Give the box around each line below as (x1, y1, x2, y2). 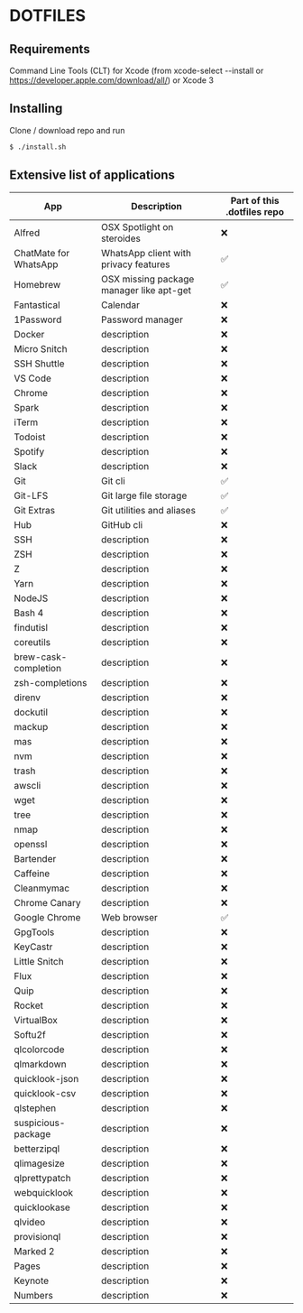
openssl (14, 837, 48, 850)
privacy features (100, 258, 170, 271)
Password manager (100, 313, 183, 326)
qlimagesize (14, 1157, 65, 1170)
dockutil (14, 706, 48, 718)
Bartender (14, 852, 57, 865)
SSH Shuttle (14, 357, 65, 370)
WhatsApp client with (100, 246, 192, 259)
